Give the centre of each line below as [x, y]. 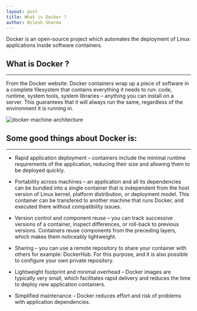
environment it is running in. [40, 109]
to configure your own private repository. [64, 261]
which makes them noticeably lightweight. [65, 236]
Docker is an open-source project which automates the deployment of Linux [98, 39]
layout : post [22, 11]
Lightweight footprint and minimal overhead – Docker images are [93, 272]
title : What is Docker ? [36, 17]
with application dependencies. [52, 302]
